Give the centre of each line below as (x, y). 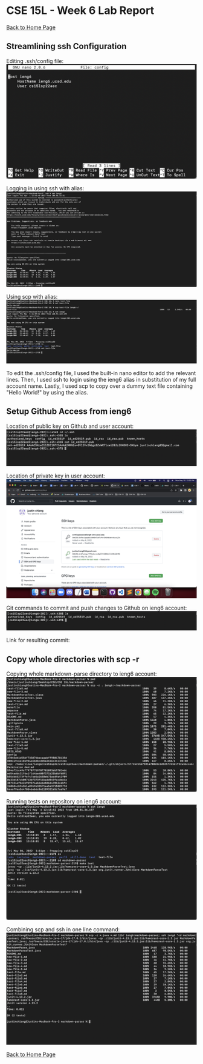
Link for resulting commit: (38, 640)
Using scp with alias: (32, 297)
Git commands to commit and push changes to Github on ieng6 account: (97, 608)
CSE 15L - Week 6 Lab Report (80, 11)
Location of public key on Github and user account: (70, 426)
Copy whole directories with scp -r (73, 659)
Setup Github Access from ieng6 (69, 412)
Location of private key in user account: (56, 476)
